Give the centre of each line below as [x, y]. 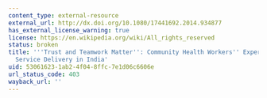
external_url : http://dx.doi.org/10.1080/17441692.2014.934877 [115, 23]
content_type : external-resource [64, 15]
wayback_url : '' [35, 81]
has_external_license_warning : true [69, 30]
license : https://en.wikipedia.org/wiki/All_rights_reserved [112, 38]
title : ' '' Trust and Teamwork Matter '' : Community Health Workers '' [124, 52]
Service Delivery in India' [62, 60]
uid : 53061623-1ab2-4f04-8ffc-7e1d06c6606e [81, 67]
